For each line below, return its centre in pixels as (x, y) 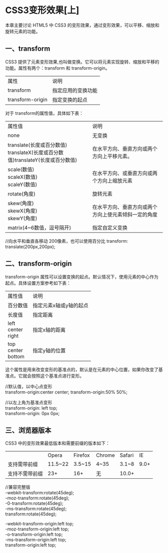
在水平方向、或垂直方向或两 (125, 173)
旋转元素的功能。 (23, 31)
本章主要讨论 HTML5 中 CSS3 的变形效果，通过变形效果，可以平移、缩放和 (82, 25)
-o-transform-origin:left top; (34, 534)
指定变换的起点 (70, 100)
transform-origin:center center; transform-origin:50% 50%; (66, 392)
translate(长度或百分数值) (37, 145)
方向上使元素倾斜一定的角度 (125, 215)
